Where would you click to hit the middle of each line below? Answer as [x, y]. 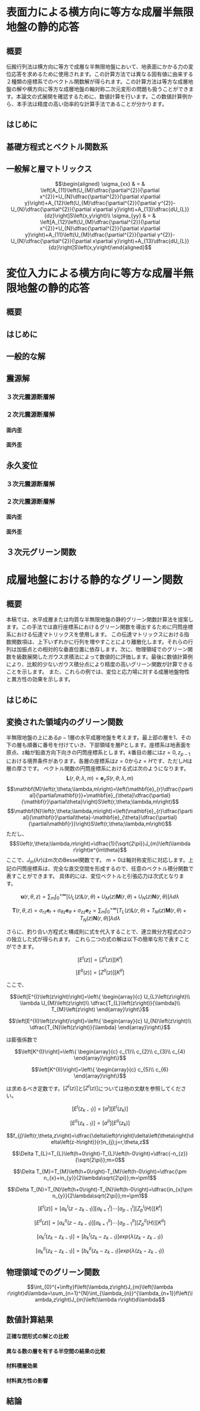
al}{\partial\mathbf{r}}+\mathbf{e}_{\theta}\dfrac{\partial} [100, 795]
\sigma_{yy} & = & [134, 215]
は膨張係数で [22, 1039]
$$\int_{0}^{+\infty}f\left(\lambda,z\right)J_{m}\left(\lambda [100, 1287]
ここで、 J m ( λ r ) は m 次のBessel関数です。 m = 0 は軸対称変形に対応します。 [97, 860]
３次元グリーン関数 [41, 553]
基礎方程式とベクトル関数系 [57, 147]
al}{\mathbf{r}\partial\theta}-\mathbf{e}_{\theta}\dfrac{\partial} [100, 817]
